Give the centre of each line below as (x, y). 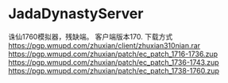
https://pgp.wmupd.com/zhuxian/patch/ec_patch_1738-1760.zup (114, 70)
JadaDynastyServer (76, 14)
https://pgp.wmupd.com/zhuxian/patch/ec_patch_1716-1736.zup (113, 54)
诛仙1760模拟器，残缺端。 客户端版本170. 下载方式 (91, 36)
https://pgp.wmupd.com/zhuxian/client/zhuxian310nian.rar (104, 45)
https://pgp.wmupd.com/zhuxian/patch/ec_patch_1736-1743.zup (114, 62)
